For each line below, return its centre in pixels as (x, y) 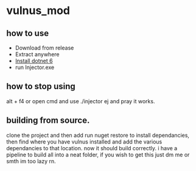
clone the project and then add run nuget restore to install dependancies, (98, 135)
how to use (28, 33)
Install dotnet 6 (34, 61)
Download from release (44, 48)
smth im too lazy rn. (31, 161)
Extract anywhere (37, 54)
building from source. (48, 121)
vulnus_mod (38, 11)
